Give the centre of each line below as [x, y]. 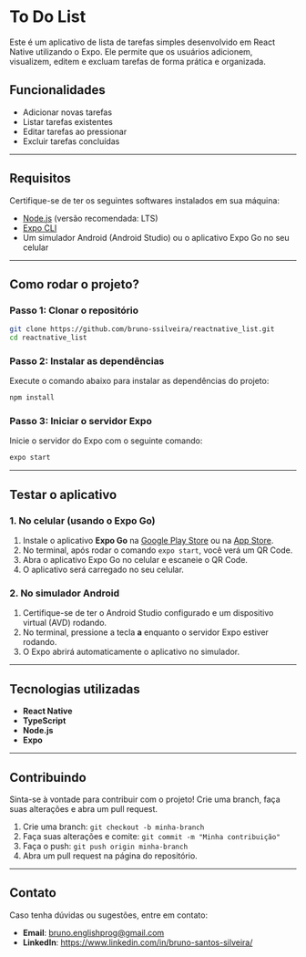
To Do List [48, 17]
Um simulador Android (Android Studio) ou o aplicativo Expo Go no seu [156, 237]
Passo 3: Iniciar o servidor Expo [81, 421]
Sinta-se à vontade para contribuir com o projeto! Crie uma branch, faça [145, 799]
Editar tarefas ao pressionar [75, 131]
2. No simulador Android [65, 593]
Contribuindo [48, 777]
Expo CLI [40, 228]
